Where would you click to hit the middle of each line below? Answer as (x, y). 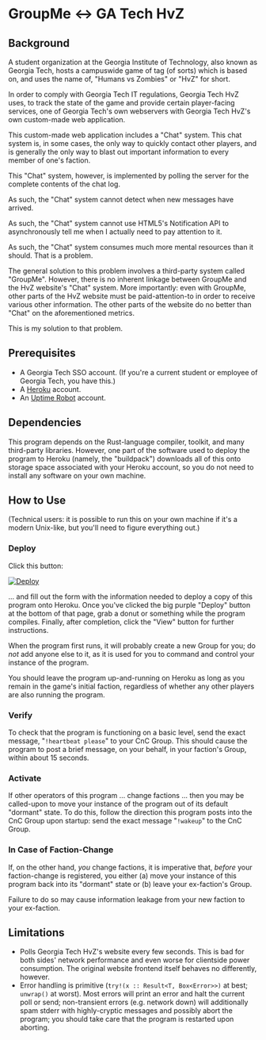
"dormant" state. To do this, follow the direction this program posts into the (130, 812)
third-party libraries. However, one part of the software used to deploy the (129, 450)
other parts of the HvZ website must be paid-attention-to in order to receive (132, 296)
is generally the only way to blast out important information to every (119, 152)
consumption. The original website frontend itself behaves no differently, (138, 969)
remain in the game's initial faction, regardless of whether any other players (131, 686)
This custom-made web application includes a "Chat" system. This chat (125, 135)
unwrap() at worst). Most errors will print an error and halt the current (132, 994)
